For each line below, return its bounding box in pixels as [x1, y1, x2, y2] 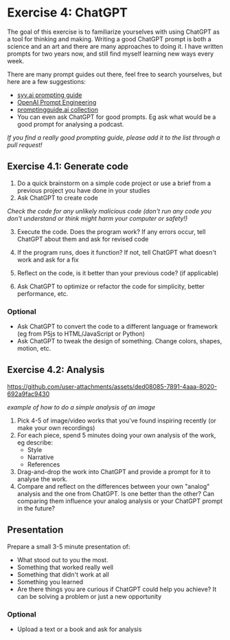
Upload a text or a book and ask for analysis [16, 625, 142, 633]
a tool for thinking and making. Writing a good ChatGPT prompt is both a [7, 34, 211, 43]
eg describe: [16, 438, 54, 447]
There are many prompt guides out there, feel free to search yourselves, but [7, 70, 222, 78]
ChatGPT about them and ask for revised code [16, 235, 149, 243]
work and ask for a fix [16, 255, 79, 264]
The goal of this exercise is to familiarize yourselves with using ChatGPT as [7, 28, 220, 36]
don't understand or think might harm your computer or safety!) [7, 214, 188, 222]
